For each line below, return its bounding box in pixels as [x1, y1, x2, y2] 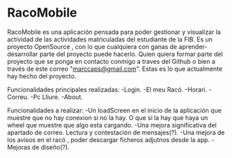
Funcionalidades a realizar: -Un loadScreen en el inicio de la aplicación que [7, 106, 222, 114]
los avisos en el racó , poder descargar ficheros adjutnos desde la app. [7, 135, 210, 143]
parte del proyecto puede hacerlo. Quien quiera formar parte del [39, 50, 223, 58]
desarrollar [7, 50, 38, 58]
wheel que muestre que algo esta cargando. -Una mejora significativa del [7, 121, 217, 129]
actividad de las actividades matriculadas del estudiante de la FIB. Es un [7, 35, 213, 43]
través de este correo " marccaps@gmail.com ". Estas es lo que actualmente [7, 64, 223, 73]
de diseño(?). [32, 143, 70, 151]
